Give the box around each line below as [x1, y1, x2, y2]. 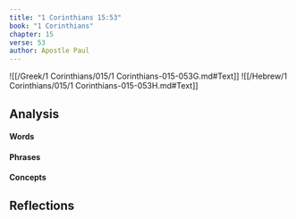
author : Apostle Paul [9, 46, 90, 55]
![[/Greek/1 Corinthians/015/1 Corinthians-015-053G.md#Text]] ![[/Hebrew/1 [9, 71, 288, 81]
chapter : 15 [9, 29, 54, 38]
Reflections [9, 198, 75, 213]
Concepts [9, 172, 47, 183]
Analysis [9, 106, 60, 122]
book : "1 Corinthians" [9, 21, 94, 30]
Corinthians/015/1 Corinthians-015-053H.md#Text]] [9, 80, 199, 91]
